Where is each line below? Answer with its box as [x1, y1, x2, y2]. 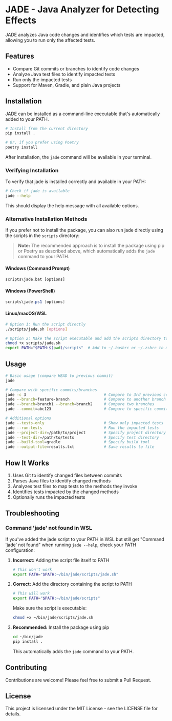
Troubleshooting [5, 509, 60, 518]
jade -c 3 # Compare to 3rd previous [5, 392, 161, 397]
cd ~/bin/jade [12, 634, 43, 640]
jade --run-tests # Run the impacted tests [5, 425, 159, 430]
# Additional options [5, 416, 52, 421]
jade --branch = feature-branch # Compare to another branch [5, 397, 166, 402]
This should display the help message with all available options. [5, 203, 139, 209]
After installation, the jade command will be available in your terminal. [5, 154, 152, 160]
